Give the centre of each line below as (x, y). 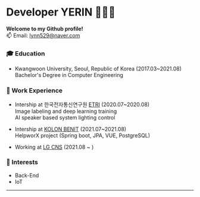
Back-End (27, 175)
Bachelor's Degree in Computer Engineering (69, 75)
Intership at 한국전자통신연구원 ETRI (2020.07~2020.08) (82, 104)
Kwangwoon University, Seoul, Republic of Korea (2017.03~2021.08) (98, 69)
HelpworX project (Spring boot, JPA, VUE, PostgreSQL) (82, 135)
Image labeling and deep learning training (66, 111)
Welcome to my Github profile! (45, 29)
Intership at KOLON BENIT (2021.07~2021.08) (71, 129)
